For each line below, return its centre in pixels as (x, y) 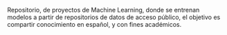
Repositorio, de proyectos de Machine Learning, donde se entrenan (103, 10)
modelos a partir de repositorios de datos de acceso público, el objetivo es (114, 17)
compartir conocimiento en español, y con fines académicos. (94, 24)
